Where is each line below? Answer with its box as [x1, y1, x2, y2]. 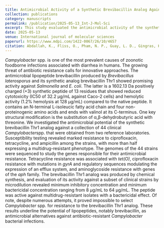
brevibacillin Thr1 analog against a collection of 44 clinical [5, 124, 122, 130]
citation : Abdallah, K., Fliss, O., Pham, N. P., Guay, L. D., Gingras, [5, 44, 156, 48]
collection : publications [5, 12, 58, 17]
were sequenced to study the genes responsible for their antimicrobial [5, 150, 146, 157]
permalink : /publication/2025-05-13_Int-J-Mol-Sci [5, 21, 110, 26]
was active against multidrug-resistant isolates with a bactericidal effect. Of [5, 192, 157, 198]
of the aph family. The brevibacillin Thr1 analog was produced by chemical [5, 171, 155, 177]
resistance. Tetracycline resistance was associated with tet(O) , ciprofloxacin [5, 156, 159, 161]
